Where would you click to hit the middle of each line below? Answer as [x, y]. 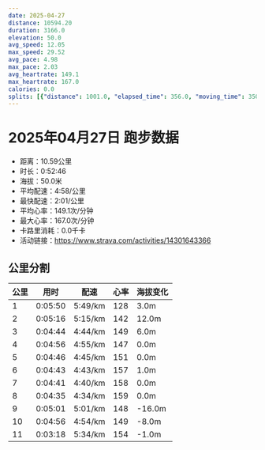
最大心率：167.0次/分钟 [57, 221]
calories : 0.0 [32, 89]
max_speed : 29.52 [37, 52]
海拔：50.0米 [41, 181]
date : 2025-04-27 [37, 15]
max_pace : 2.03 [33, 67]
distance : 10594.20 [40, 23]
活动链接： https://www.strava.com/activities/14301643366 [115, 240]
